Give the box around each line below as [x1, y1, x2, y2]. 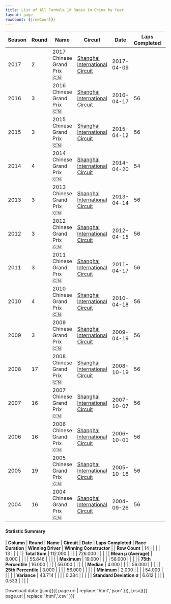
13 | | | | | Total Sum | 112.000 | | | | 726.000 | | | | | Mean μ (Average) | [5, 550, 153, 556]
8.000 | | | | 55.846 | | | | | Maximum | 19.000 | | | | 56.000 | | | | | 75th [5, 555, 151, 562]
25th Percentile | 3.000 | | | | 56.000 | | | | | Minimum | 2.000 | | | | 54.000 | [5, 567, 163, 573]
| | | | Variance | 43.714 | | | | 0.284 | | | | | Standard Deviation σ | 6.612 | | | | [5, 572, 165, 578]
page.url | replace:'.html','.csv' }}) [5, 593, 75, 599]
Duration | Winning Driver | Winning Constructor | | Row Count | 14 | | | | [5, 545, 160, 551]
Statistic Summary [5, 528, 46, 534]
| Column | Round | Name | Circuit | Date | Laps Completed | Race [5, 540, 147, 546]
